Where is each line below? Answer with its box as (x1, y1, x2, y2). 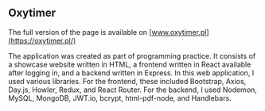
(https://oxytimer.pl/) (8, 36, 76, 45)
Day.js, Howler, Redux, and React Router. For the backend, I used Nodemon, (8, 85, 257, 94)
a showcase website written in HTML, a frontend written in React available (8, 59, 251, 69)
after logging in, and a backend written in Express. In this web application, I (8, 67, 255, 78)
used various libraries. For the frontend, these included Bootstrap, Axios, (8, 76, 247, 86)
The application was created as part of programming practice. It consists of (8, 51, 256, 60)
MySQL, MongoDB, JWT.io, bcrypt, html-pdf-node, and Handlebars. (8, 93, 232, 102)
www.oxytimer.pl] (151, 27, 209, 36)
